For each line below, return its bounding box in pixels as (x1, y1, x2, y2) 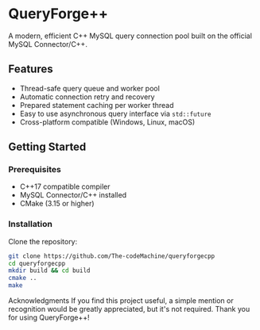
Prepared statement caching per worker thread (19, 100, 174, 109)
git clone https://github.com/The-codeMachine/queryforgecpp (8, 251, 215, 260)
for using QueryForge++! (8, 313, 90, 322)
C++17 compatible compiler (19, 182, 111, 191)
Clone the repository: (8, 236, 78, 246)
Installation (8, 219, 53, 230)
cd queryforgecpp (8, 259, 66, 267)
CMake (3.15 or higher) (19, 199, 95, 209)
